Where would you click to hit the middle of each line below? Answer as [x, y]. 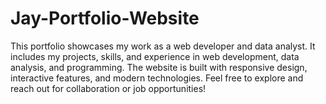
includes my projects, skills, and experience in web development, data [155, 56]
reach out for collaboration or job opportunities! [108, 88]
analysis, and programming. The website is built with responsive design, [159, 67]
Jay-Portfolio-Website [105, 18]
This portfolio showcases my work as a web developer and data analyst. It [163, 46]
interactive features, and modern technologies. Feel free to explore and [157, 78]
